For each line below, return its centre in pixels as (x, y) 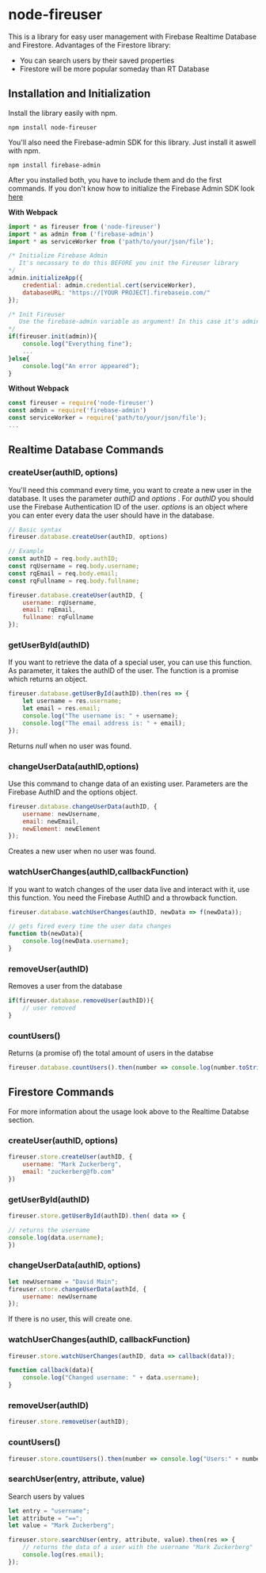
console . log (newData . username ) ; (76, 941)
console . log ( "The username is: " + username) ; (101, 716)
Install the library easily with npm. (63, 113)
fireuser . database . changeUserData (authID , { (83, 806)
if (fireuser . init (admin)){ (53, 337)
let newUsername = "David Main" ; (63, 1282)
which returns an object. (48, 679)
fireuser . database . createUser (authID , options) (88, 537)
